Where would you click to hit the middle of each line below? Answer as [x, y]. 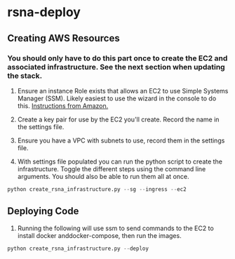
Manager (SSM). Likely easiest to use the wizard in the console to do [117, 98]
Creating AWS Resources [64, 38]
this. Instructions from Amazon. [63, 105]
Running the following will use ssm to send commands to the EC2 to [115, 228]
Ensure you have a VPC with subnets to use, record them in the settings [121, 140]
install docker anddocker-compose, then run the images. [99, 235]
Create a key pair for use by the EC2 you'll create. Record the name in [118, 119]
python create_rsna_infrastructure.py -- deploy [78, 248]
